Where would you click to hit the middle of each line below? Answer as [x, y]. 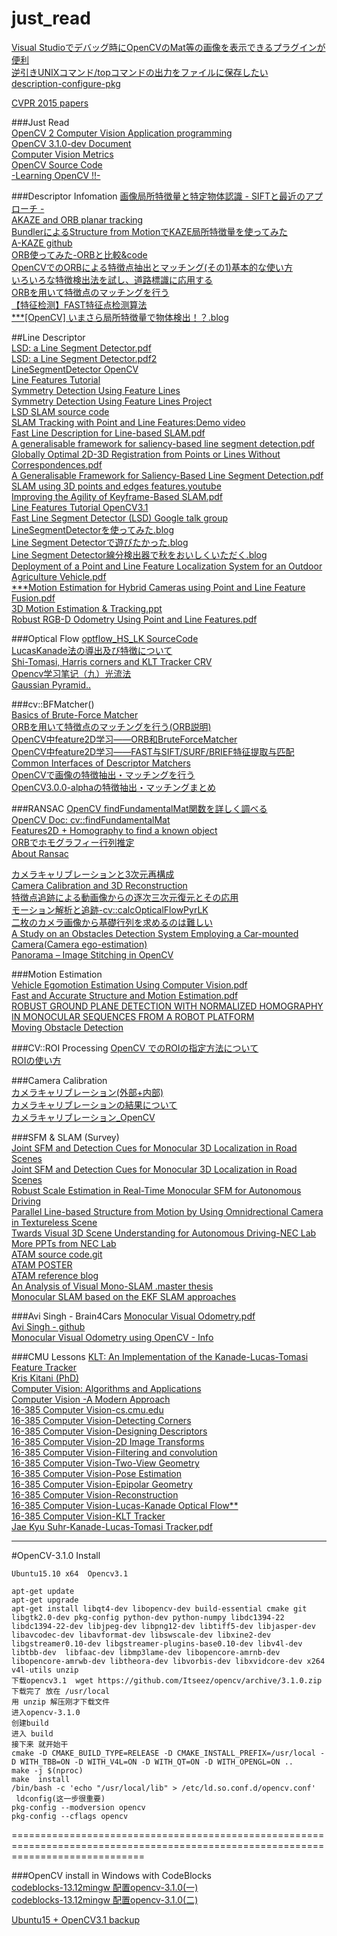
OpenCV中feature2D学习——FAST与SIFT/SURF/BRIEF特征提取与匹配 [153, 751]
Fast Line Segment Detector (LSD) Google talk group [120, 518]
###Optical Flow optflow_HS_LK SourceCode [105, 638]
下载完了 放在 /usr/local [61, 1691]
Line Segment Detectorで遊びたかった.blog [100, 542]
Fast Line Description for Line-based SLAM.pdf [108, 433]
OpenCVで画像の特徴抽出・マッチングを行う [103, 774]
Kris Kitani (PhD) [45, 1378]
